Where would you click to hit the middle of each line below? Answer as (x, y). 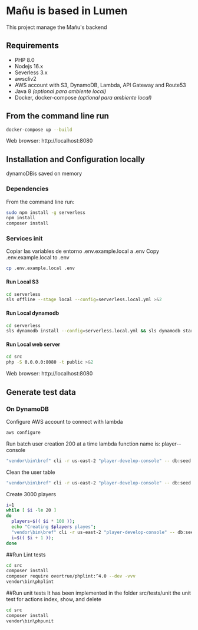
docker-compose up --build (39, 130)
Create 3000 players (31, 494)
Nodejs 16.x (29, 66)
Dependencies (27, 189)
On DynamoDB (27, 409)
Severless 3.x (31, 72)
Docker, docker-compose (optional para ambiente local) (83, 97)
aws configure (24, 432)
